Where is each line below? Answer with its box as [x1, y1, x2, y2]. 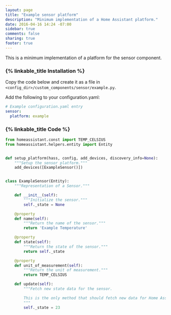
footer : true [5, 41, 33, 46]
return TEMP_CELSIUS [23, 272, 67, 278]
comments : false [5, 31, 40, 36]
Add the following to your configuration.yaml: [5, 94, 100, 100]
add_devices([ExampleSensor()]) [14, 165, 83, 170]
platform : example [10, 113, 49, 119]
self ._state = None [23, 202, 65, 207]
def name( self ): [14, 216, 49, 221]
